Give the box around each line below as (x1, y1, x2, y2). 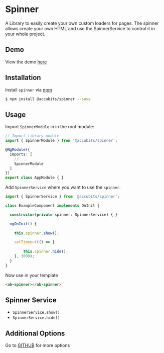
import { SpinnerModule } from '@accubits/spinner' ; (5, 138, 118, 143)
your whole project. (5, 31, 46, 37)
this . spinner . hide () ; (23, 249, 69, 254)
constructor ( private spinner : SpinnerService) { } (10, 212, 118, 217)
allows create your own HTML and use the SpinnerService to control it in (5, 25, 155, 31)
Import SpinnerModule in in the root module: (5, 124, 94, 130)
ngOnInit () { (10, 221, 37, 226)
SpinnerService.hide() (12, 315, 60, 320)
